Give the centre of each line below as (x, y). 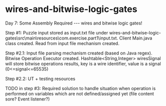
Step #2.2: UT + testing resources (40, 78)
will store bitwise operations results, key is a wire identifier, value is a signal (83, 63)
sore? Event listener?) (28, 99)
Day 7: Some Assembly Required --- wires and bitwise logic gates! (74, 23)
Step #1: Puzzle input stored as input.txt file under (57, 32)
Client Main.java (136, 38)
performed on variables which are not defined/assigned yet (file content (80, 93)
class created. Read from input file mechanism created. (62, 43)
